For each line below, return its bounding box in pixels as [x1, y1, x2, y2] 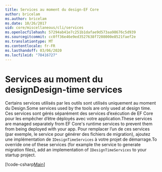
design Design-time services [5, 84, 123, 95]
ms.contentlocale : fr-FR [5, 43, 55, 48]
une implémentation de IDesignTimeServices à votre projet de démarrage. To [5, 136, 157, 142]
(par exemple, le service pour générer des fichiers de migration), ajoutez [5, 131, 151, 137]
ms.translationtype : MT [5, 39, 54, 44]
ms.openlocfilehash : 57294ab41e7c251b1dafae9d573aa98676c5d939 [5, 30, 136, 35]
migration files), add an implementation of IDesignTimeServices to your [5, 147, 147, 153]
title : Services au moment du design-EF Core [5, 7, 99, 12]
